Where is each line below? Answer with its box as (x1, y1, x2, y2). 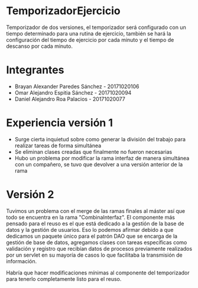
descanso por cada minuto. (6, 43, 73, 50)
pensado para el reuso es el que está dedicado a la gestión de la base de (6, 220, 184, 227)
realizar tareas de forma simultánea (14, 142, 102, 149)
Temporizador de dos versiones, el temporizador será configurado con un (6, 24, 186, 31)
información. (6, 257, 37, 264)
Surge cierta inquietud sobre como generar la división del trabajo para (14, 135, 186, 143)
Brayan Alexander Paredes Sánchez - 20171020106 (14, 83, 139, 90)
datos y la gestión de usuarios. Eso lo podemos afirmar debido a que (6, 226, 174, 233)
